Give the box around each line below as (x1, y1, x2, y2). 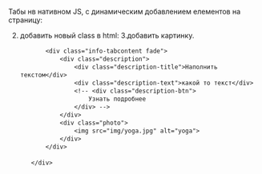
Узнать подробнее (87, 95, 147, 103)
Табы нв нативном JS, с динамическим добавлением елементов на (8, 7, 241, 16)
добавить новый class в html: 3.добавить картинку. (19, 31, 195, 40)
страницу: (8, 15, 42, 25)
